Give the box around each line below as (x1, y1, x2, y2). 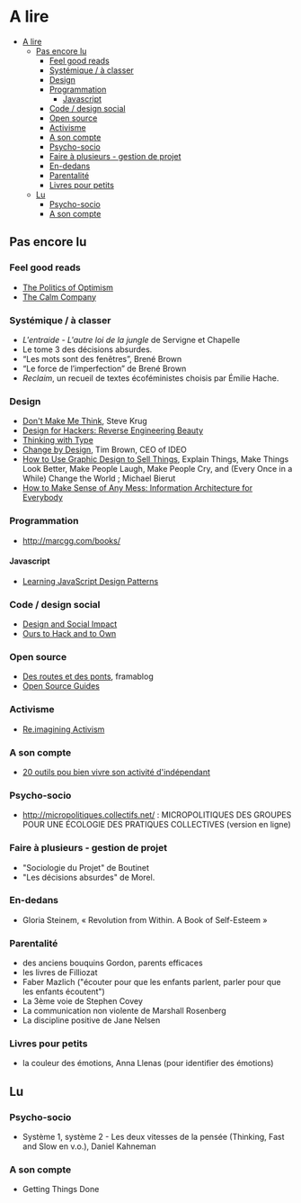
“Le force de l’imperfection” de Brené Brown (22, 363, 187, 374)
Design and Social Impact (22, 619, 118, 629)
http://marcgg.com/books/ (22, 535, 121, 546)
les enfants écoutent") (22, 986, 105, 997)
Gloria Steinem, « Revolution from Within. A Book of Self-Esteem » (22, 914, 268, 925)
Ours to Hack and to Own (22, 629, 117, 639)
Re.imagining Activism (22, 723, 105, 735)
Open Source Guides (22, 681, 101, 692)
